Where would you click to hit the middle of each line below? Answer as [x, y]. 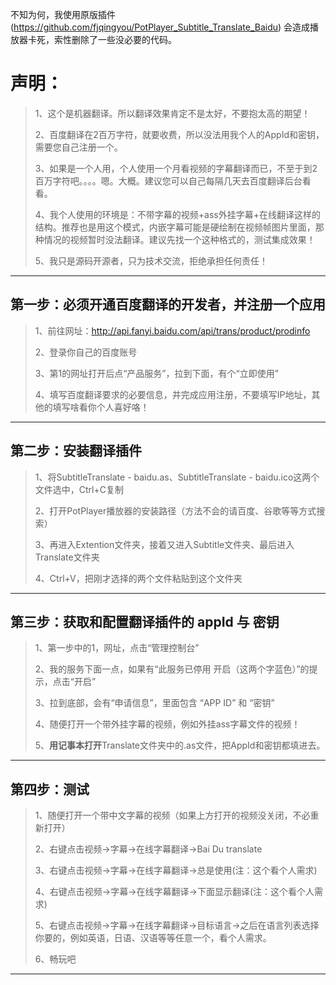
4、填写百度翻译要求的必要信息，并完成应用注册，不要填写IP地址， [173, 394]
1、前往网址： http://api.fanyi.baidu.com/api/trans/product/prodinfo [172, 330]
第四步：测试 [50, 789]
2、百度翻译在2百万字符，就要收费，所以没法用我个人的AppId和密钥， [179, 134]
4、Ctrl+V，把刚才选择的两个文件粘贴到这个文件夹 [138, 578]
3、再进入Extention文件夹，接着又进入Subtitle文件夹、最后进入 [164, 544]
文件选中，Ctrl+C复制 [79, 489]
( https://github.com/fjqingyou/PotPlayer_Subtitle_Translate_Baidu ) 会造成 [160, 27]
